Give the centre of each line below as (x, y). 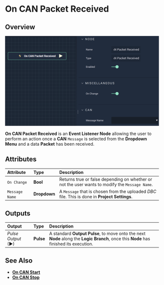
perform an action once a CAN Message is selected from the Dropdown (76, 139)
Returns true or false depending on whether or (106, 179)
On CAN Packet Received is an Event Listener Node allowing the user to (78, 133)
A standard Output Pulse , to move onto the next (97, 233)
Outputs (18, 213)
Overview (20, 27)
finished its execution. (71, 244)
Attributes (21, 159)
